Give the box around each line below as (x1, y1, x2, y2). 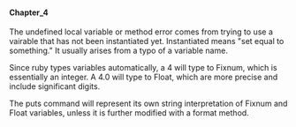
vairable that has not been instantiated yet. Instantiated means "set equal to (9, 36, 285, 47)
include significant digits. (9, 81, 101, 92)
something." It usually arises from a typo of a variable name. (9, 45, 228, 56)
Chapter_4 (9, 7, 49, 18)
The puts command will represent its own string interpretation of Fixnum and (9, 98, 288, 109)
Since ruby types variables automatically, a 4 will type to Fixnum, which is (9, 63, 277, 73)
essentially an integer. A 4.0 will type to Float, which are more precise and (9, 71, 278, 83)
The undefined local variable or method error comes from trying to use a (9, 26, 274, 37)
